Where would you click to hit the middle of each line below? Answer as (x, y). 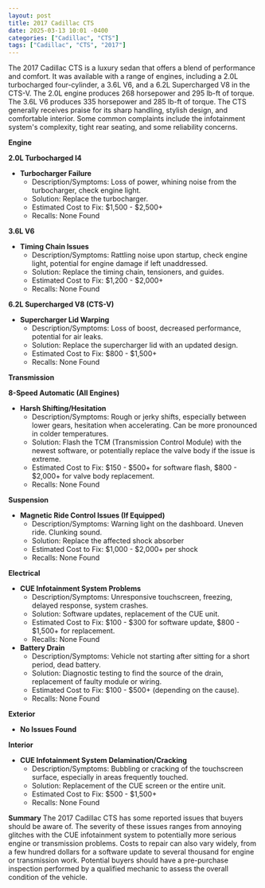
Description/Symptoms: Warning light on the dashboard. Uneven (138, 524)
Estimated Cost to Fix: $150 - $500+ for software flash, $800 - (134, 467)
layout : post (30, 16)
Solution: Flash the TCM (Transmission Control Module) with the (136, 442)
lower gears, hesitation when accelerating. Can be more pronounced (144, 425)
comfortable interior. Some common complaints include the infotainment (127, 119)
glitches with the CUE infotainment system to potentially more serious (123, 835)
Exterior (22, 714)
